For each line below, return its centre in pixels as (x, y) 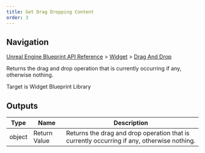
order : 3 (17, 18)
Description (131, 123)
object (18, 137)
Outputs (22, 106)
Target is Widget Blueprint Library (49, 87)
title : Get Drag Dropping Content (50, 12)
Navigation (27, 42)
